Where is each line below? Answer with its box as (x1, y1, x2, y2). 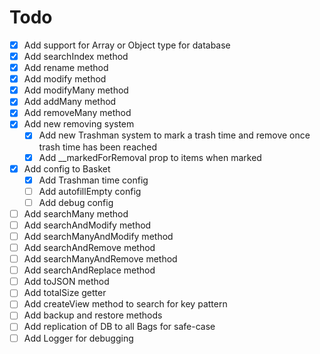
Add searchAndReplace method (23, 264, 156, 276)
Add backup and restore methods (23, 309, 163, 321)
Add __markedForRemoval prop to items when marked (38, 151, 262, 163)
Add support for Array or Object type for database (23, 39, 231, 51)
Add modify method (23, 73, 107, 85)
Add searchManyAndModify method (23, 230, 174, 242)
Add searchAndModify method (23, 219, 152, 231)
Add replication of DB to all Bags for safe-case (23, 321, 216, 333)
